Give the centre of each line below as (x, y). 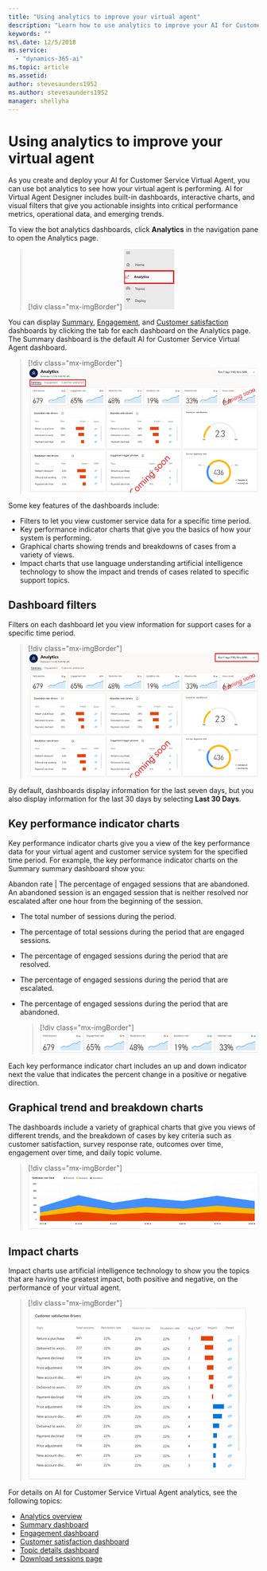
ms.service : (28, 51)
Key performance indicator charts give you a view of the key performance (129, 843)
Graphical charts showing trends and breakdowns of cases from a (128, 546)
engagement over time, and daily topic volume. (85, 1153)
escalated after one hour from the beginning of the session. (106, 901)
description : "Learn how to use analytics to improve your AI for (120, 25)
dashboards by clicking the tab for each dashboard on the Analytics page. (130, 331)
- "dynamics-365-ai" (49, 59)
